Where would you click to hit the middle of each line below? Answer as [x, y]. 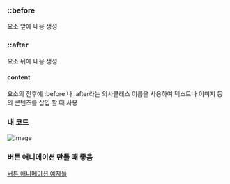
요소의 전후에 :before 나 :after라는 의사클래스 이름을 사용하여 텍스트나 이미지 [112, 93]
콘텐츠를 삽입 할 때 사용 [46, 102]
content [19, 77]
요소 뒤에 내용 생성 [32, 61]
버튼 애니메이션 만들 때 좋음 [50, 158]
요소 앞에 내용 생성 [32, 26]
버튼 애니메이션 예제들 [37, 174]
